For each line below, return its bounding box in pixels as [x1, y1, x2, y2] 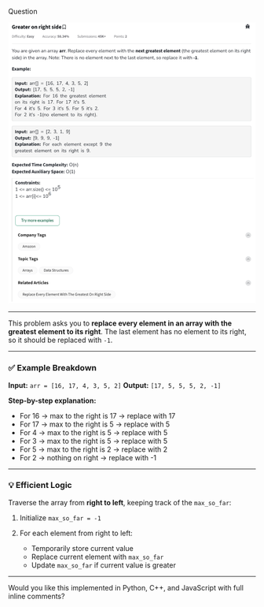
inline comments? [8, 591, 65, 601]
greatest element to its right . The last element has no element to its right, [8, 327, 247, 337]
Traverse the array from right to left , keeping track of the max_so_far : [8, 497, 232, 507]
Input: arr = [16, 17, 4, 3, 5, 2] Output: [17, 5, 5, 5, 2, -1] [8, 380, 222, 389]
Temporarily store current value [31, 543, 134, 553]
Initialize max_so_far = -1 [19, 512, 101, 523]
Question [8, 7, 38, 16]
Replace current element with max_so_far [31, 552, 164, 561]
